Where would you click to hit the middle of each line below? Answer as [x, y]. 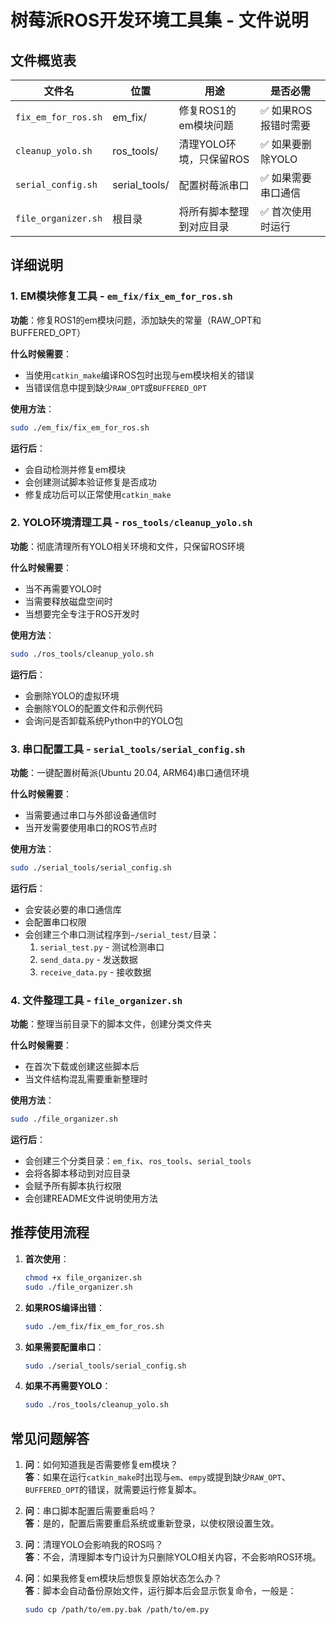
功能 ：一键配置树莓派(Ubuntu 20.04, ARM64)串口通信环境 [130, 773]
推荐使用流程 [50, 1232]
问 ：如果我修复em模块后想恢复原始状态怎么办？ [123, 1578]
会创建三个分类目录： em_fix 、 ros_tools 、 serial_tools [138, 1161]
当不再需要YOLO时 [63, 588]
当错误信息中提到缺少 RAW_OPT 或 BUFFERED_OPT [115, 387]
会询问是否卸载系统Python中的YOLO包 [104, 720]
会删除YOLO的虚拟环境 [72, 695]
